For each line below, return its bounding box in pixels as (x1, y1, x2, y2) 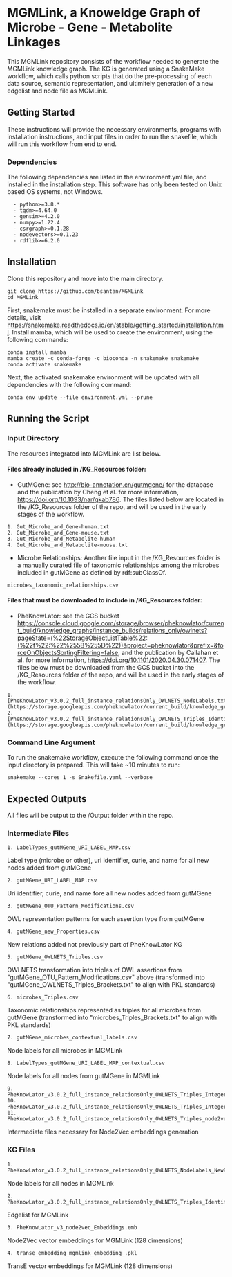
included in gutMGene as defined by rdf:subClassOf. (17, 568, 167, 576)
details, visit (7, 313, 41, 321)
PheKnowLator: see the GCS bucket (17, 611, 119, 620)
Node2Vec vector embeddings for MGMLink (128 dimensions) (7, 1236, 183, 1244)
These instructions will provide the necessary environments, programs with (7, 125, 222, 133)
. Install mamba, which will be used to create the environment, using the (8, 328, 213, 337)
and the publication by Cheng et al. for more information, (17, 488, 179, 496)
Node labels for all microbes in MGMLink (7, 1046, 123, 1055)
